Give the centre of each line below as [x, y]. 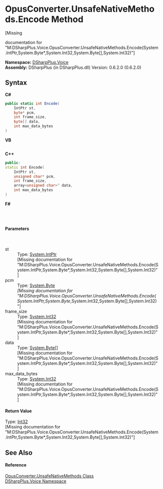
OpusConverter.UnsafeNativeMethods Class [49, 476]
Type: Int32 [17, 422]
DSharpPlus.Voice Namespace [36, 481]
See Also [19, 453]
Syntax [16, 83]
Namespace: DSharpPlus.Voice [37, 62]
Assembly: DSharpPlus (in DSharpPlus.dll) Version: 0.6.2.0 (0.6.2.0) [73, 67]
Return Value [18, 411]
